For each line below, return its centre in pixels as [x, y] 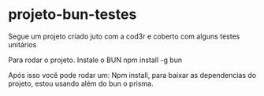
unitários [22, 44]
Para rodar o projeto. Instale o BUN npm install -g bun [95, 60]
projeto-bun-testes [73, 15]
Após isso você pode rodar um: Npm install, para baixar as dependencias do [132, 75]
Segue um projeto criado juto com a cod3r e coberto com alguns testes [124, 36]
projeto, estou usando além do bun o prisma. [81, 83]
